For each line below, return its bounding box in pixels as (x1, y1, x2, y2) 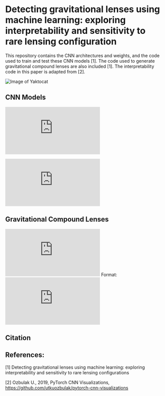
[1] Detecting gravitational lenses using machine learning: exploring (5, 364, 145, 370)
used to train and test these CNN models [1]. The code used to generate (5, 58, 155, 64)
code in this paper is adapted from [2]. (5, 68, 86, 74)
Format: (100, 272, 118, 278)
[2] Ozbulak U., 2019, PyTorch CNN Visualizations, (5, 379, 110, 385)
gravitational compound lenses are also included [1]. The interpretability (5, 63, 154, 69)
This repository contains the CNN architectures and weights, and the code (5, 52, 160, 59)
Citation (5, 333, 31, 342)
